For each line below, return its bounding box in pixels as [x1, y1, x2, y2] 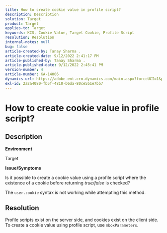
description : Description [5, 12, 59, 17]
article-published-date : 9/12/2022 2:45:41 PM [5, 62, 103, 67]
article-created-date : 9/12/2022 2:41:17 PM [5, 53, 99, 58]
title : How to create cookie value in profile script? [5, 7, 121, 12]
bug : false [5, 44, 28, 49]
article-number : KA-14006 [5, 72, 59, 77]
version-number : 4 [5, 67, 43, 72]
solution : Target [5, 16, 41, 21]
